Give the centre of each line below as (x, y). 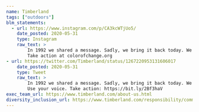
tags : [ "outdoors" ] (30, 17)
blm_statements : (26, 23)
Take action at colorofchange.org (70, 56)
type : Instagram (37, 39)
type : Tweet (31, 72)
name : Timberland (28, 12)
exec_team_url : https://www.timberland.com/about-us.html (79, 94)
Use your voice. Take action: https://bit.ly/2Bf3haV (95, 89)
